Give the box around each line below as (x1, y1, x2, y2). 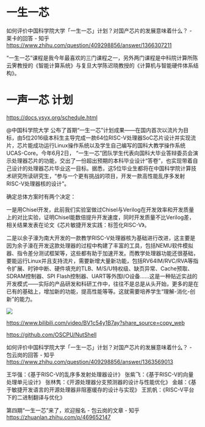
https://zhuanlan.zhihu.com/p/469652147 (6, 414, 111, 421)
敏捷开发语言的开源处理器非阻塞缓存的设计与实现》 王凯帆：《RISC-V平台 (11, 386, 195, 393)
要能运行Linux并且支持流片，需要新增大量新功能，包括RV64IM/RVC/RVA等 (6, 257, 193, 264)
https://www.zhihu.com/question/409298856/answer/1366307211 (6, 41, 172, 49)
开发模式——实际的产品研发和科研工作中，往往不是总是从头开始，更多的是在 (6, 280, 199, 288)
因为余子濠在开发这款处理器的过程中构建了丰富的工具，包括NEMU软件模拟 (6, 242, 194, 249)
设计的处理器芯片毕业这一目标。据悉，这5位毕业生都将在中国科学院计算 (11, 165, 192, 172)
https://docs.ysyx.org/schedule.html (6, 114, 98, 121)
